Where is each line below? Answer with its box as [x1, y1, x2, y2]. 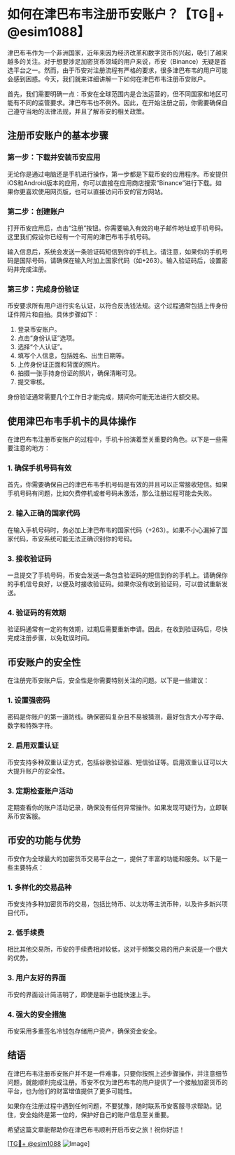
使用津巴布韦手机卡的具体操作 [7, 415, 136, 427]
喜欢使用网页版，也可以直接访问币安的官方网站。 [25, 187, 166, 196]
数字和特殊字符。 [7, 722, 57, 730]
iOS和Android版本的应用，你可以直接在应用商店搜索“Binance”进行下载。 [7, 178, 216, 187]
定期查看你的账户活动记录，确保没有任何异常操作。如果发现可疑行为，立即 [7, 803, 222, 811]
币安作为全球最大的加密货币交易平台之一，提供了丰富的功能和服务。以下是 [7, 854, 222, 863]
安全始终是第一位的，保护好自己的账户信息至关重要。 [19, 1110, 173, 1119]
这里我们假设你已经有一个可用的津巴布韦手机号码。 [7, 232, 155, 241]
